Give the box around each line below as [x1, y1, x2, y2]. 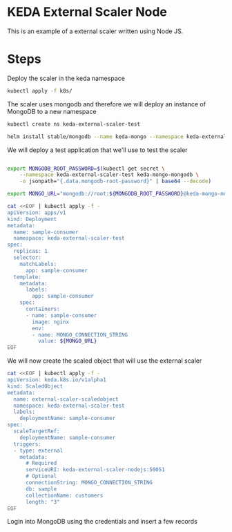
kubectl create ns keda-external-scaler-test [7, 120, 140, 128]
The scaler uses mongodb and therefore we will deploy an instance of [7, 99, 206, 108]
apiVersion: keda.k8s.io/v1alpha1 [7, 377, 107, 383]
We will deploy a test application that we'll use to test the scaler [7, 146, 188, 154]
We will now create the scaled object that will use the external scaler [7, 357, 202, 365]
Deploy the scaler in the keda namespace [7, 74, 126, 82]
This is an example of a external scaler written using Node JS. [7, 27, 184, 35]
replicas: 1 [13, 248, 48, 255]
